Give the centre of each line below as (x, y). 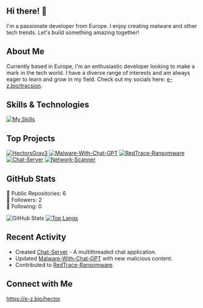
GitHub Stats (31, 179)
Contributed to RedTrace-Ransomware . (65, 265)
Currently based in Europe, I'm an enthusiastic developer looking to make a (101, 66)
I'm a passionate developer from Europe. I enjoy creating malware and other (102, 26)
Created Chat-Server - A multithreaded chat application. (86, 252)
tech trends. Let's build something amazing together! (73, 32)
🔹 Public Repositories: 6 (36, 194)
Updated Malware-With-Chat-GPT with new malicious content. (94, 258)
